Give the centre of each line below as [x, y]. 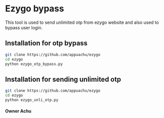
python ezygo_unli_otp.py [32, 100]
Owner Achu [18, 111]
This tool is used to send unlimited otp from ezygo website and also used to [82, 22]
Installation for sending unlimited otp [63, 79]
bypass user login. [24, 27]
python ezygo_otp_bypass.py [34, 64]
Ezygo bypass [35, 9]
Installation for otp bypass [46, 43]
